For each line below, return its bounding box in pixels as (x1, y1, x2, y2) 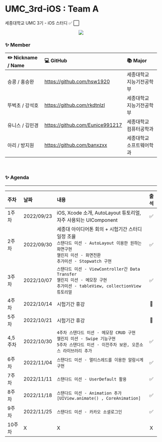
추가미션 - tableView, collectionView (56, 283, 141, 289)
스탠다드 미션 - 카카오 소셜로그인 (56, 409, 122, 414)
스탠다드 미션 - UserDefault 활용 (56, 376, 127, 382)
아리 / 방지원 (7, 142, 34, 149)
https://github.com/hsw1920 (44, 78, 110, 85)
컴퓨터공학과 (127, 126, 154, 133)
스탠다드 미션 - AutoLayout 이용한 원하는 (56, 240, 142, 245)
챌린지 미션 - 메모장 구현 (56, 277, 107, 283)
